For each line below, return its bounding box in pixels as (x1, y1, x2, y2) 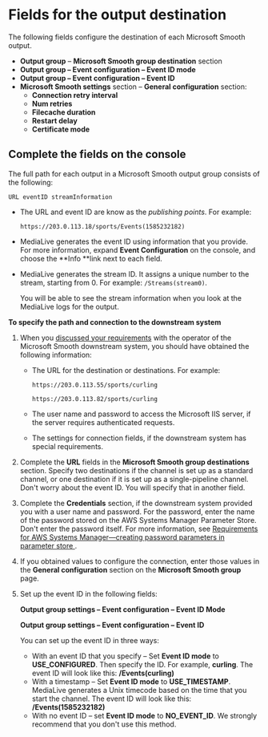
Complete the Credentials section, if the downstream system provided (19, 498, 254, 508)
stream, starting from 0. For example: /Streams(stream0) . (19, 277, 208, 287)
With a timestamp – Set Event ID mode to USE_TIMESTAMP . (31, 676, 231, 686)
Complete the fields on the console (8, 148, 186, 161)
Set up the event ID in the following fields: (19, 589, 158, 598)
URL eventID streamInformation (8, 192, 113, 201)
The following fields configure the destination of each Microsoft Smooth (8, 32, 246, 42)
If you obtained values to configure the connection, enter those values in (19, 556, 260, 566)
